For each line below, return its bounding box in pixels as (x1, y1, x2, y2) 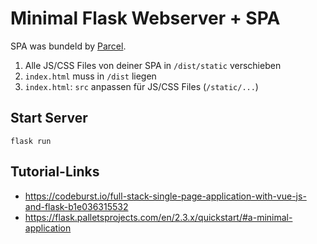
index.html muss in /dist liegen (24, 70, 157, 82)
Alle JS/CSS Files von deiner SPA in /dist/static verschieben (24, 59, 282, 71)
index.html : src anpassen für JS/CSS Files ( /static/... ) (24, 80, 259, 92)
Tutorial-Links (10, 163, 100, 181)
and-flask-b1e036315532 (24, 200, 129, 212)
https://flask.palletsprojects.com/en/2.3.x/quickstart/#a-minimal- (24, 211, 293, 223)
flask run (10, 136, 52, 146)
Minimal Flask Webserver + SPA (10, 7, 281, 30)
